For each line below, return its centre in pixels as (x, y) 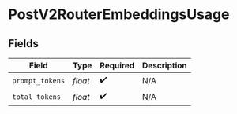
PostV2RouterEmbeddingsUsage (119, 15)
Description (164, 66)
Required (117, 66)
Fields (24, 44)
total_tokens (37, 97)
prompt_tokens (39, 81)
